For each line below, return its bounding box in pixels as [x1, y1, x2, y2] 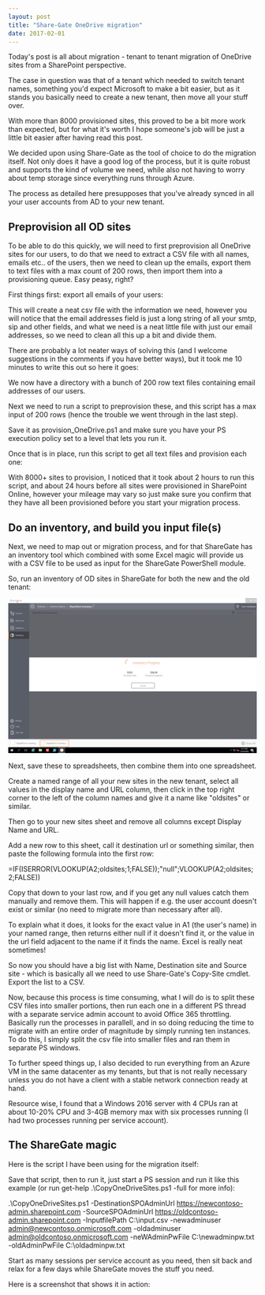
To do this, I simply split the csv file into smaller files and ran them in [8, 1035, 230, 1045]
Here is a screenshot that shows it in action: [8, 1279, 151, 1289]
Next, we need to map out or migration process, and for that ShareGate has [8, 542, 253, 551]
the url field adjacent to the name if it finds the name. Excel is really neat [8, 937, 243, 947]
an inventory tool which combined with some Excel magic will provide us [8, 550, 244, 559]
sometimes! [8, 945, 47, 955]
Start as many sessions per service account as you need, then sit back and [8, 1255, 252, 1265]
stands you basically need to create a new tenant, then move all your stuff [8, 92, 248, 102]
